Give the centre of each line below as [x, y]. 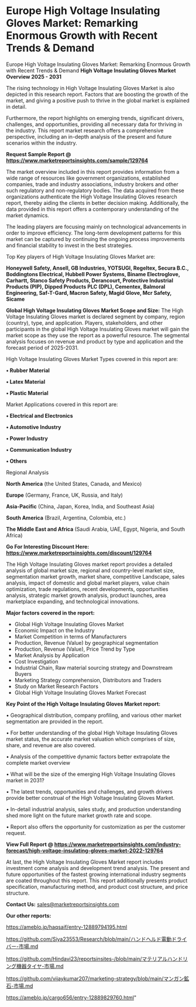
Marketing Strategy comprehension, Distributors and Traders [88, 680]
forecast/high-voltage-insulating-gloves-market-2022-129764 [85, 850]
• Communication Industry [39, 449]
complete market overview [38, 762]
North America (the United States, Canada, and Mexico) [74, 483]
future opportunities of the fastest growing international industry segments [96, 874]
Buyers [23, 673]
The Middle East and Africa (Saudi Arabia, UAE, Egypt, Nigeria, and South [96, 529]
